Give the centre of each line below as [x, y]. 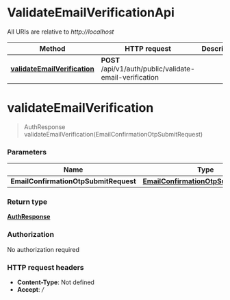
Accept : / [30, 290]
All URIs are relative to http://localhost [61, 32]
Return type [27, 202]
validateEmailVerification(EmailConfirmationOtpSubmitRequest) [113, 134]
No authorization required [43, 249]
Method [52, 48]
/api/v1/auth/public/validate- [148, 69]
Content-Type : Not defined [55, 282]
